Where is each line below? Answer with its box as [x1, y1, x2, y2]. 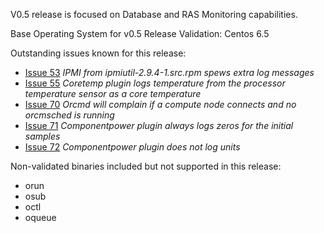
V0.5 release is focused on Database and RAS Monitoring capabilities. [10, 9, 298, 20]
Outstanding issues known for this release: [10, 47, 187, 59]
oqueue [24, 212, 57, 223]
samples [24, 130, 61, 142]
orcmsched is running [24, 109, 115, 121]
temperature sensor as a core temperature [24, 88, 202, 99]
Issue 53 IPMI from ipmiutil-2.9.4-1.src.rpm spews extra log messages [24, 67, 315, 78]
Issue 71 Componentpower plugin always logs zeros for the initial [24, 120, 294, 131]
